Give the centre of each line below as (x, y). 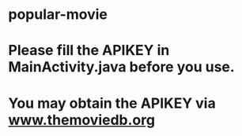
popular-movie (58, 15)
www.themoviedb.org (82, 120)
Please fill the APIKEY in (89, 51)
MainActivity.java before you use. (121, 67)
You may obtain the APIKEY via (112, 103)
